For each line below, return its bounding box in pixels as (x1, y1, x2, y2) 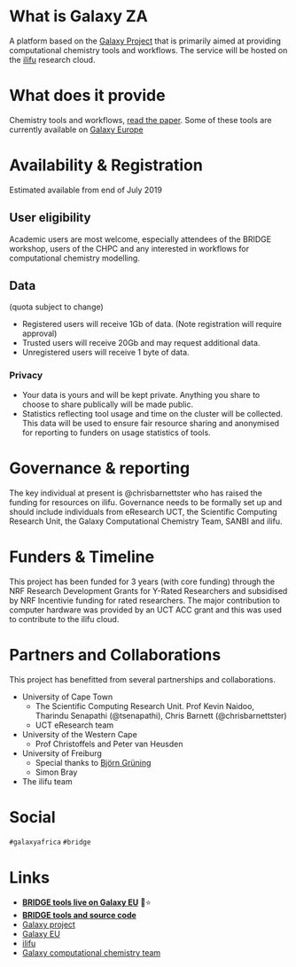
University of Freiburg (21, 747, 102, 759)
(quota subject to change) (9, 301, 104, 312)
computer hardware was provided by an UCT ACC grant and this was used (9, 604, 282, 615)
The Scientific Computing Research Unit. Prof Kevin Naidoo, (35, 700, 255, 711)
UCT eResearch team (35, 720, 114, 730)
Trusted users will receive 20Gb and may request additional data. (21, 338, 261, 348)
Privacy (9, 370, 43, 382)
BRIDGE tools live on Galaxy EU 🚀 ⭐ (21, 897, 152, 908)
